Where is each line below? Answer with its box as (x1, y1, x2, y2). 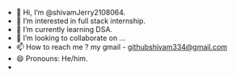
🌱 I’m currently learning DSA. (15, 25, 113, 34)
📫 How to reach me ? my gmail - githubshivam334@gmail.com (15, 43, 228, 51)
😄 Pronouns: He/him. (15, 54, 88, 63)
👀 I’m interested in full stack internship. (15, 16, 146, 26)
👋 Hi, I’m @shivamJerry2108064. (15, 8, 126, 17)
